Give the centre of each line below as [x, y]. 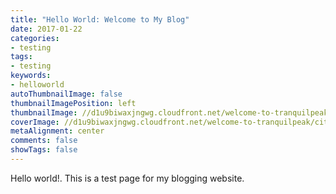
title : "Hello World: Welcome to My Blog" [100, 19]
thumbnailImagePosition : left [73, 103]
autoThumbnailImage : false [66, 94]
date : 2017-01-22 [46, 29]
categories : [35, 38]
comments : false [44, 141]
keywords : [31, 76]
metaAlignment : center [57, 131]
